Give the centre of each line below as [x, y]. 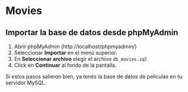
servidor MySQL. [26, 83]
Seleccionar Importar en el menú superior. [66, 53]
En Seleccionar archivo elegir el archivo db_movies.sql [80, 59]
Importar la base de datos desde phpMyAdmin [92, 33]
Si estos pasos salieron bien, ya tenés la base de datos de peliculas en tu [94, 76]
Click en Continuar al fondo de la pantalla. [65, 65]
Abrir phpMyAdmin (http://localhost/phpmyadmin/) [75, 46]
